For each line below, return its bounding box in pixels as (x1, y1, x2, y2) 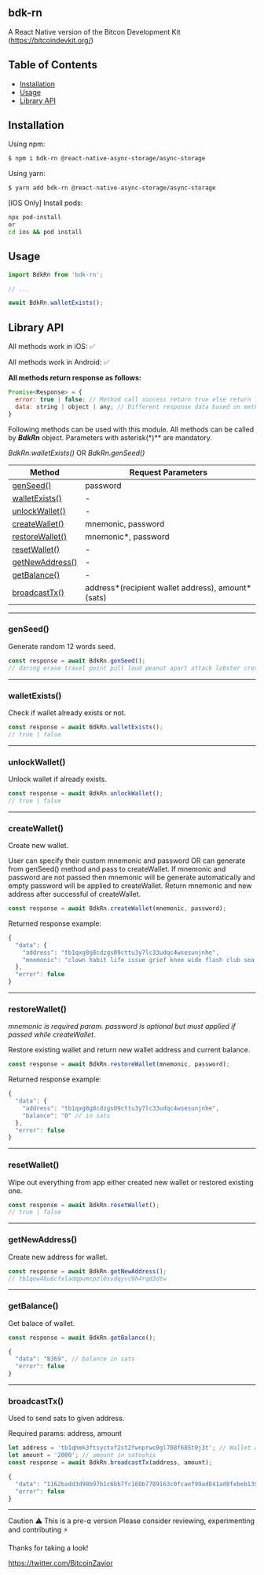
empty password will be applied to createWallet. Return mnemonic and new (8, 881, 252, 890)
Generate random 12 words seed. (8, 641, 116, 651)
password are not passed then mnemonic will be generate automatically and (8, 872, 255, 882)
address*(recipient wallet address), (85, 582, 217, 593)
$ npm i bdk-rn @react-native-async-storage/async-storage (8, 155, 206, 163)
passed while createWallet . (8, 1030, 96, 1040)
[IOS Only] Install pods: (8, 198, 83, 207)
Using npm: (8, 139, 46, 149)
